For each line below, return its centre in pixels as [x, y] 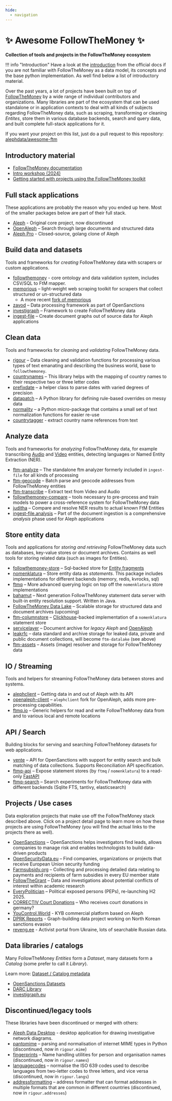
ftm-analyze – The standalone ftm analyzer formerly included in [80, 470]
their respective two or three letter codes [56, 382]
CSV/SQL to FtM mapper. [39, 283]
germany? [23, 908]
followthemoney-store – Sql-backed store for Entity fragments [78, 568]
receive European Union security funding [56, 864]
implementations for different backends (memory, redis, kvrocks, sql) [86, 579]
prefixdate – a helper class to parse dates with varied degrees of [81, 387]
